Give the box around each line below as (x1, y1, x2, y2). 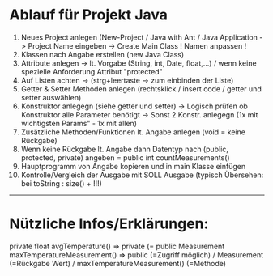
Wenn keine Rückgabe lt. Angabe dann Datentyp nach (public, (20, 144, 229, 154)
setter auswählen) (20, 92, 82, 102)
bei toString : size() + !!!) (20, 178, 102, 188)
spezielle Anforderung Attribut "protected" (20, 66, 163, 76)
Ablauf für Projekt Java (9, 6, 168, 24)
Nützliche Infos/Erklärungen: (9, 214, 209, 233)
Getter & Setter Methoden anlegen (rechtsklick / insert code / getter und (20, 83, 262, 94)
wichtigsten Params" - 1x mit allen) (20, 118, 137, 128)
